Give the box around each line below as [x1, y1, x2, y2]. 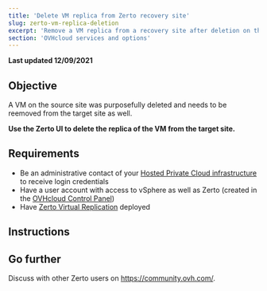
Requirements [8, 147, 79, 160]
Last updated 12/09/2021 [8, 56, 93, 65]
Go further [8, 252, 61, 265]
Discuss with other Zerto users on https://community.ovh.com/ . [8, 273, 216, 283]
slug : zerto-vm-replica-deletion [8, 19, 119, 27]
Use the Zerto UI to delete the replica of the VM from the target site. [8, 124, 236, 134]
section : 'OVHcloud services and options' [8, 33, 151, 42]
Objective [8, 79, 58, 92]
